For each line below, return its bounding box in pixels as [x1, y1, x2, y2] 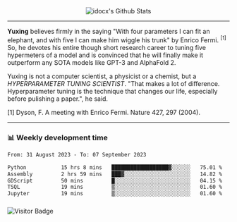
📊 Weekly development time [7, 132, 108, 142]
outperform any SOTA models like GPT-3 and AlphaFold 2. [7, 58, 176, 66]
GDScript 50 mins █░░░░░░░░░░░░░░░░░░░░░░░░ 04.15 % [7, 177, 222, 184]
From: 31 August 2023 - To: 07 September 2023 [7, 151, 147, 158]
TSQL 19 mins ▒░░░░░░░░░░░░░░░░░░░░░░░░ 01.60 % [7, 183, 222, 191]
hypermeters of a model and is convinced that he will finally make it [7, 51, 203, 59]
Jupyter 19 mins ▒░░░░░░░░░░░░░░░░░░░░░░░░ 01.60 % [7, 190, 222, 197]
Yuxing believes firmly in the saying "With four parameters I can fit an [7, 27, 210, 35]
